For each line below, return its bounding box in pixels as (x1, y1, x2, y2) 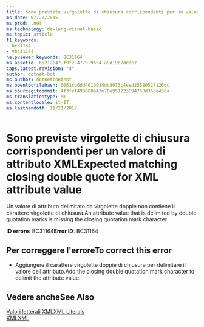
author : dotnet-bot (6, 71, 56, 77)
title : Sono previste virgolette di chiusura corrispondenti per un (6, 9, 183, 15)
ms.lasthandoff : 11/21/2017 (6, 105, 78, 111)
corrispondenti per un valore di (6, 144, 166, 158)
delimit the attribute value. (15, 274, 81, 281)
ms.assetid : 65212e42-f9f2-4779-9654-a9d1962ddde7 (6, 60, 137, 66)
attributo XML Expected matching (6, 157, 178, 171)
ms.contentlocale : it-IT (6, 99, 69, 105)
